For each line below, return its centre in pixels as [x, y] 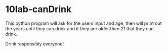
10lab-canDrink [38, 9]
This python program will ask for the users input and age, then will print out [83, 23]
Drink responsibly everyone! [35, 43]
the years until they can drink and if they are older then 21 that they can [80, 28]
